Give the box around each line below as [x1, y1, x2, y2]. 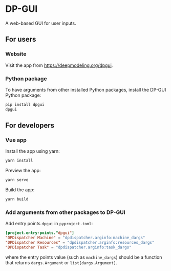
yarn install [5, 158, 33, 164]
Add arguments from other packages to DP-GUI [5, 209, 125, 216]
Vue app [5, 136, 27, 143]
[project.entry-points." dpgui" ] [5, 230, 74, 236]
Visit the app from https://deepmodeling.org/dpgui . [5, 62, 113, 68]
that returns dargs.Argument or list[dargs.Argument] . [5, 259, 118, 265]
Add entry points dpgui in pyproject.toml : [5, 221, 93, 227]
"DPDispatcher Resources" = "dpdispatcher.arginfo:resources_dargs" [5, 240, 155, 245]
